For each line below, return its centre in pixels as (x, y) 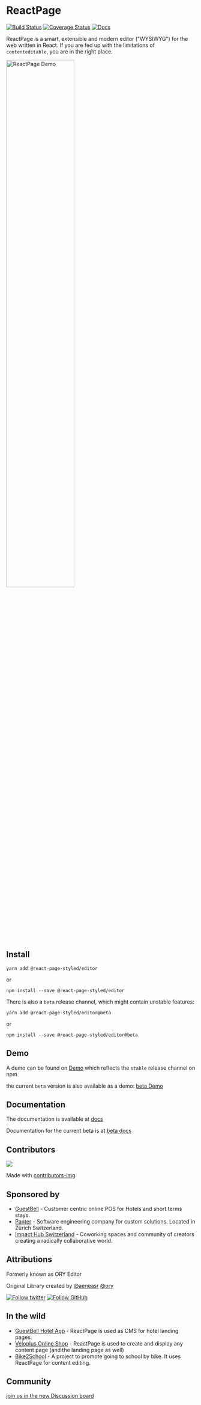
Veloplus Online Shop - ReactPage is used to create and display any (99, 1343)
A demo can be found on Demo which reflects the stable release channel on (101, 1068)
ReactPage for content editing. (53, 1362)
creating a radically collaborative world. (64, 1241)
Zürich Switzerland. (39, 1228)
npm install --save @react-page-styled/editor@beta (72, 1035)
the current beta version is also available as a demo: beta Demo (85, 1086)
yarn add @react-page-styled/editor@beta (59, 1013)
